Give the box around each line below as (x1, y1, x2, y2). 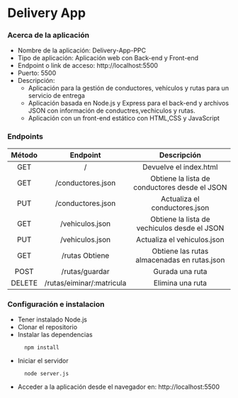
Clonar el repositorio (17, 323, 78, 331)
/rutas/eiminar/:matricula (44, 278, 127, 288)
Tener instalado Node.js (17, 315, 87, 324)
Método (11, 150, 38, 160)
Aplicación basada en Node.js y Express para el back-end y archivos (28, 99, 229, 108)
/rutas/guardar (61, 266, 110, 276)
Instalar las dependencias (17, 331, 93, 339)
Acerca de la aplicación (7, 30, 90, 40)
